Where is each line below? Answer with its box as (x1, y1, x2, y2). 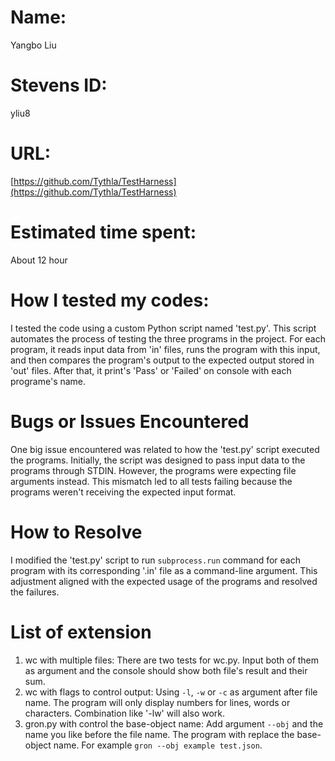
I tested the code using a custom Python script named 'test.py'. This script (10, 322, 317, 334)
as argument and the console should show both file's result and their (24, 664, 308, 676)
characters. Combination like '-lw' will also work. (24, 707, 226, 719)
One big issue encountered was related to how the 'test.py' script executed (10, 443, 320, 455)
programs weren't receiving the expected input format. (10, 486, 237, 498)
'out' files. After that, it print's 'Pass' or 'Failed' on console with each (10, 364, 292, 376)
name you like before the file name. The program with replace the (24, 728, 295, 740)
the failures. (10, 586, 60, 598)
